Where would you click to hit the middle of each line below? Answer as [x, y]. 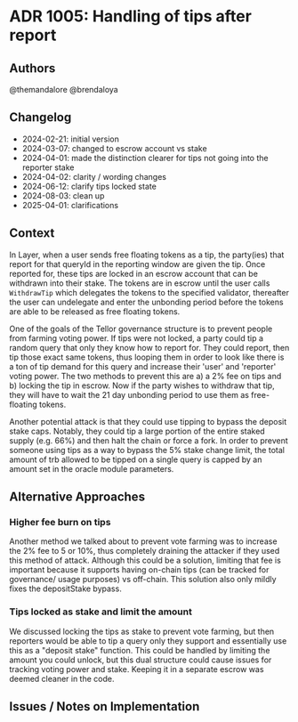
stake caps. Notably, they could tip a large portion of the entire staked [137, 431]
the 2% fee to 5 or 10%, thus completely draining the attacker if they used [145, 551]
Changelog [40, 118]
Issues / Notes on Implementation [105, 706]
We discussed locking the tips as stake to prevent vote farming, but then [142, 631]
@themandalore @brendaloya [64, 89]
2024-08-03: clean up [63, 195]
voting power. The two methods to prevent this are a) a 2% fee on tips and [145, 376]
